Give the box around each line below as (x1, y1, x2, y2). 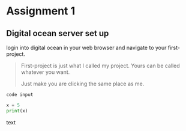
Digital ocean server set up (6, 28, 109, 38)
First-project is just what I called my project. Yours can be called (20, 62, 180, 69)
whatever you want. (20, 69, 70, 76)
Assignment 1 (6, 4, 76, 18)
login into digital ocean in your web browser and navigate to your (6, 44, 167, 51)
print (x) (6, 108, 28, 114)
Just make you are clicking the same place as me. (20, 80, 145, 87)
